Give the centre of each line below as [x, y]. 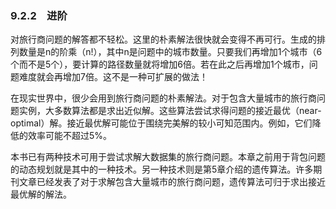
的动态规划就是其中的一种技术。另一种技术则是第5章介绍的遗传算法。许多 [162, 169]
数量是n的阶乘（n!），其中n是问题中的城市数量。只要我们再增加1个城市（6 [170, 52]
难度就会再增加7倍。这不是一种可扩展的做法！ [113, 77]
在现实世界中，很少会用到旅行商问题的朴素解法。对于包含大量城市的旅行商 [163, 98]
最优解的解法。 [41, 194]
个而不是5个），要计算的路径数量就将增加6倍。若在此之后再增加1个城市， [160, 64]
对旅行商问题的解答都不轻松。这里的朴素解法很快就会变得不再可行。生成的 [163, 39]
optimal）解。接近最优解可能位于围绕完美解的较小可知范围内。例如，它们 [161, 123]
